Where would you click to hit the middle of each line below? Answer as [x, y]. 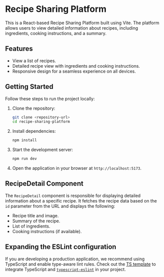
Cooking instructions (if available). [47, 231]
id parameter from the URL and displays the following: [60, 206]
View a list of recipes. [34, 61]
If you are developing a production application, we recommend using [75, 259]
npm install [24, 140]
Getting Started [29, 87]
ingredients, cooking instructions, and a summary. [56, 33]
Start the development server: [43, 150]
